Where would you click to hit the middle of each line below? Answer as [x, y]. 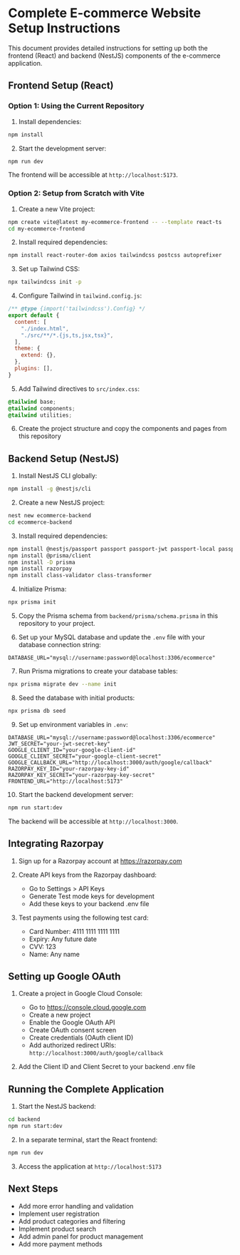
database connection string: [60, 645]
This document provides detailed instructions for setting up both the [108, 48]
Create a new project [60, 1015]
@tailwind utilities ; [40, 415]
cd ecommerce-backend [40, 522]
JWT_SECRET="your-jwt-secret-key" [59, 743]
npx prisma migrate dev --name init [62, 684]
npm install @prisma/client [50, 555]
